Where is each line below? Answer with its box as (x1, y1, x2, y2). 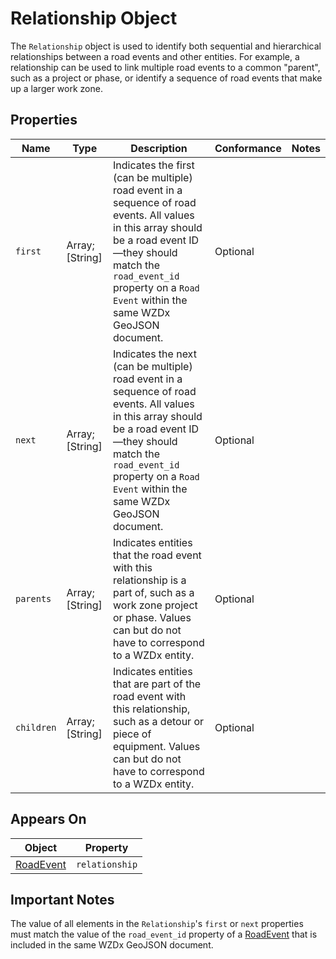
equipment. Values (113, 739, 201, 753)
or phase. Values (113, 610, 192, 624)
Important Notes (10, 891, 115, 908)
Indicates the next (113, 347, 197, 361)
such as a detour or (113, 714, 205, 728)
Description (130, 141, 188, 155)
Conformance (214, 141, 282, 155)
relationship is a (113, 573, 187, 587)
